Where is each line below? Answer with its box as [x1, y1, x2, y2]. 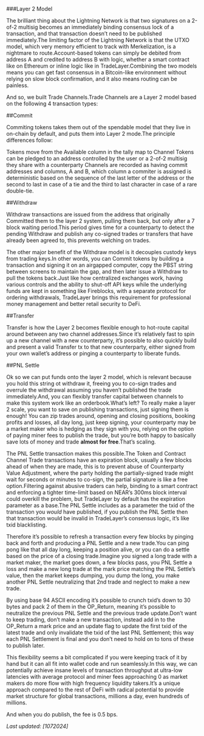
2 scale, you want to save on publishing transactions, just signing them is [6, 406, 189, 413]
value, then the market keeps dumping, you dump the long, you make [6, 572, 180, 579]
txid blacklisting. [6, 521, 47, 528]
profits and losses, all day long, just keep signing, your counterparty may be [6, 419, 196, 426]
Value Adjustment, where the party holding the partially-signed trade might [6, 469, 194, 476]
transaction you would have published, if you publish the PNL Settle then [6, 508, 188, 515]
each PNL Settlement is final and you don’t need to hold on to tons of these [6, 635, 194, 642]
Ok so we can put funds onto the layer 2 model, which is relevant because [6, 373, 192, 380]
